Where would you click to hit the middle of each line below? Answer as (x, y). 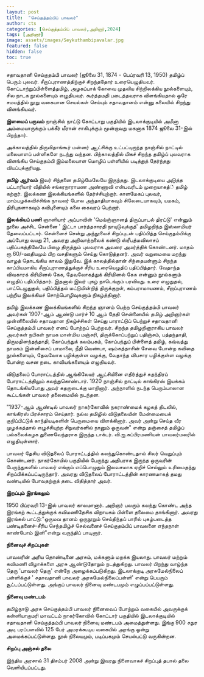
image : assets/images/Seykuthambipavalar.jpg (65, 40)
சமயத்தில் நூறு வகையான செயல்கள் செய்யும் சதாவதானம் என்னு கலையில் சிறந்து (98, 102)
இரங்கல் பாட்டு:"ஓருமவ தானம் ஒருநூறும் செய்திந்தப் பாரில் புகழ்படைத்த (89, 519)
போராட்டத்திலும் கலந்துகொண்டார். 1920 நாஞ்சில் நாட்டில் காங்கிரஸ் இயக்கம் (96, 381)
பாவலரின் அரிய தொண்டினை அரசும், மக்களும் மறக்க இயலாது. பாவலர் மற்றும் (97, 557)
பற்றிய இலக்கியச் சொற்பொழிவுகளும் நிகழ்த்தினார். (64, 295)
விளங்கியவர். (21, 109)
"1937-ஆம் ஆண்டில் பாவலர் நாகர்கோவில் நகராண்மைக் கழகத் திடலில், (92, 406)
